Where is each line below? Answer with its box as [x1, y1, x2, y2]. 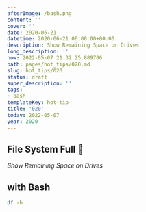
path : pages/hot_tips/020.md [7, 61, 90, 68]
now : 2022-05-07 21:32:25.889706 [7, 55, 103, 62]
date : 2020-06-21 [7, 29, 57, 36]
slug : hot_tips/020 [7, 67, 63, 74]
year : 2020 [7, 118, 38, 125]
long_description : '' [7, 49, 69, 55]
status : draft [7, 73, 48, 81]
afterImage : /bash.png [7, 10, 72, 17]
